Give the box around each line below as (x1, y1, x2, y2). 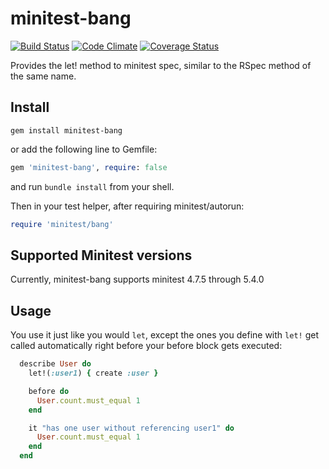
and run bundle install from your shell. (10, 180, 175, 192)
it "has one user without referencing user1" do (28, 423, 235, 433)
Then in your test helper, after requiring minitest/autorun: (10, 200, 245, 212)
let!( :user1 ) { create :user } (28, 368, 159, 378)
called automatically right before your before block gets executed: (10, 340, 283, 352)
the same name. (10, 70, 77, 82)
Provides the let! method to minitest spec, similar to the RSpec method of (10, 59, 312, 71)
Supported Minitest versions (10, 247, 193, 264)
